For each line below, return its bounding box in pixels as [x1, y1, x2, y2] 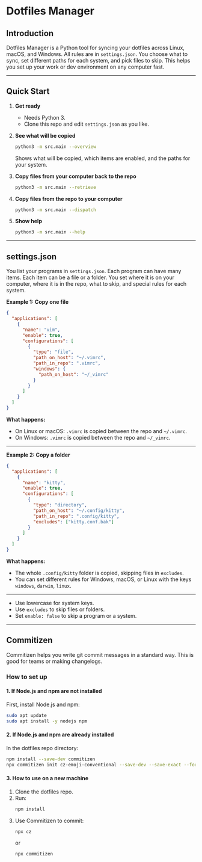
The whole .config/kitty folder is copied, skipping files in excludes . [14, 569, 185, 576]
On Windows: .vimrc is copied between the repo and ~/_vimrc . [14, 434, 171, 441]
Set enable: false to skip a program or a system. [14, 612, 137, 619]
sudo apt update [6, 712, 47, 718]
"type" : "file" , [32, 349, 74, 356]
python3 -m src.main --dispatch [14, 206, 96, 213]
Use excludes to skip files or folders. [14, 606, 105, 613]
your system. [14, 161, 47, 168]
